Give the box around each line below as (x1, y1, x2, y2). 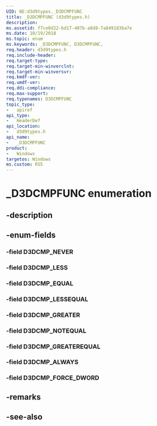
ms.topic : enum (6, 36, 43, 42)
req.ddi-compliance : (6, 85, 57, 91)
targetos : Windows (6, 156, 51, 162)
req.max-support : (6, 90, 49, 96)
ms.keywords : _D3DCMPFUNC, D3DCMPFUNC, (6, 42, 104, 48)
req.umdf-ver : (6, 80, 41, 86)
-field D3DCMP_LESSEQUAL (6, 295, 88, 303)
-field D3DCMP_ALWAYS (6, 358, 79, 366)
